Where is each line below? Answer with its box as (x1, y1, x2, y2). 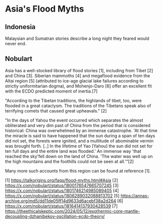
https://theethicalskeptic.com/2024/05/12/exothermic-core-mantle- (5, 208, 140, 214)
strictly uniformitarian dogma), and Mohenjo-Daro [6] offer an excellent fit (5, 83, 152, 89)
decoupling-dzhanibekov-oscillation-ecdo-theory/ (5, 213, 105, 219)
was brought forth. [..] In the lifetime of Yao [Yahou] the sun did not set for (5, 143, 153, 149)
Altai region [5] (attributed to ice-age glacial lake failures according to (5, 78, 144, 83)
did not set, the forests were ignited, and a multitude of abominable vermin (5, 138, 154, 144)
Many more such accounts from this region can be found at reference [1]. (5, 168, 151, 174)
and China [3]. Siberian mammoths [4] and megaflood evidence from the (5, 73, 150, 79)
